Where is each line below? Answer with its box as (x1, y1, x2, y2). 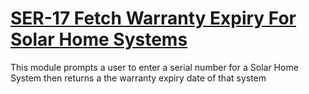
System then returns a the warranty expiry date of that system (10, 72, 267, 84)
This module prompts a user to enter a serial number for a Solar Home (10, 61, 299, 73)
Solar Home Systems (10, 28, 188, 51)
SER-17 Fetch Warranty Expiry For (10, 7, 297, 30)
